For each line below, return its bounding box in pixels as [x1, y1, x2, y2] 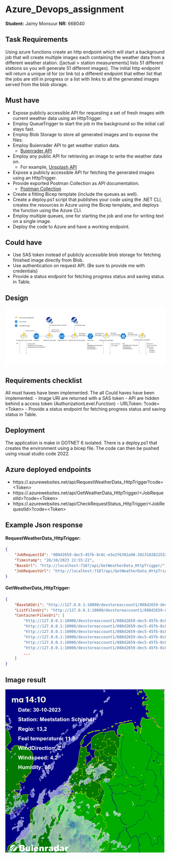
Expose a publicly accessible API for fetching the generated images [12, 169, 155, 175]
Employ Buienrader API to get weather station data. [12, 142, 121, 148]
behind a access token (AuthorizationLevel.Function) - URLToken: [5, 400, 143, 407]
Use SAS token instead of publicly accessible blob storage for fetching [12, 251, 161, 258]
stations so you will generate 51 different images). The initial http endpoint [5, 65, 160, 71]
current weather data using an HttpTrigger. [12, 115, 103, 121]
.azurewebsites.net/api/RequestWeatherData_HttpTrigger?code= [27, 478, 164, 485]
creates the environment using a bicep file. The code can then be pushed [5, 445, 159, 451]
